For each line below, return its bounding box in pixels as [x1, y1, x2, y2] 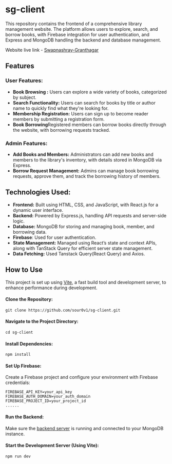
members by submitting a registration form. [12, 116, 105, 122]
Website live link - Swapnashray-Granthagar [5, 47, 99, 53]
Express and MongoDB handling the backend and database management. [5, 37, 162, 43]
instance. [5, 431, 25, 437]
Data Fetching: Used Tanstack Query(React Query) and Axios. [12, 250, 145, 257]
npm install [5, 352, 31, 357]
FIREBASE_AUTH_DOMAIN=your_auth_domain [5, 394, 91, 399]
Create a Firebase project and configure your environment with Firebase [5, 374, 158, 380]
